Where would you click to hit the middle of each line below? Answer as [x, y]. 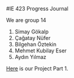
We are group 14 [26, 20]
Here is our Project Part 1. [37, 68]
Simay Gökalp [32, 32]
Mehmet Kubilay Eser [41, 51]
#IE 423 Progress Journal [37, 9]
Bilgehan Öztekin [36, 44]
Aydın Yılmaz [30, 57]
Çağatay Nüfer [33, 38]
